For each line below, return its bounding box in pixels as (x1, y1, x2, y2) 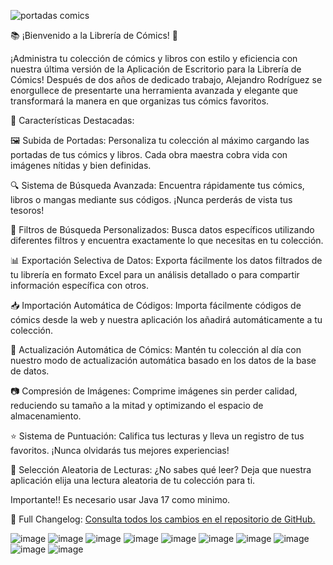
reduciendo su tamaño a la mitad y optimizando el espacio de (10, 400, 264, 411)
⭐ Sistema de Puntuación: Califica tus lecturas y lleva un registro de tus (10, 430, 305, 442)
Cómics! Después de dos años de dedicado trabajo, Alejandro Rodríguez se (10, 74, 323, 85)
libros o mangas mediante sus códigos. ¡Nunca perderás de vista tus (10, 194, 293, 205)
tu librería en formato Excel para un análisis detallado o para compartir (10, 269, 300, 280)
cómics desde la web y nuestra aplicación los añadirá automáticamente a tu (10, 314, 323, 325)
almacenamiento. (10, 410, 82, 422)
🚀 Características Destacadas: (10, 115, 135, 126)
